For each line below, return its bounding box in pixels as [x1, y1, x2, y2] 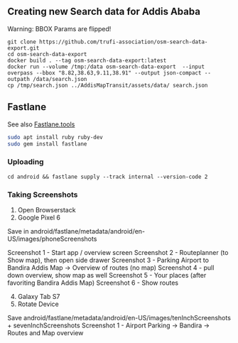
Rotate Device [17, 300, 59, 308]
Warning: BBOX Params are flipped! [7, 24, 112, 33]
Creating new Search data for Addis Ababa [7, 6, 201, 18]
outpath [7, 75, 31, 82]
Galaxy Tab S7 [17, 292, 60, 300]
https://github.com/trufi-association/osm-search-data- [38, 38, 208, 45]
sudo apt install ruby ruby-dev [7, 134, 103, 141]
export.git [7, 44, 40, 52]
